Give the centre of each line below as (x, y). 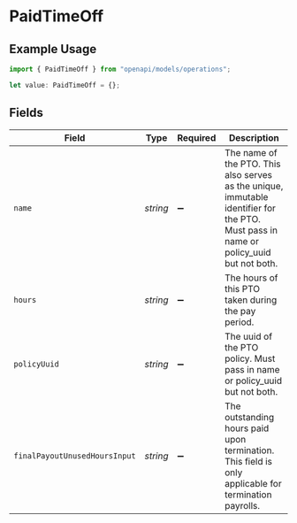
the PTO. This (252, 164)
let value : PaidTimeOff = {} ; (65, 85)
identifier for (250, 208)
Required (197, 137)
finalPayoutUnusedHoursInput (75, 456)
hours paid (247, 428)
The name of (251, 152)
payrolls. (242, 505)
